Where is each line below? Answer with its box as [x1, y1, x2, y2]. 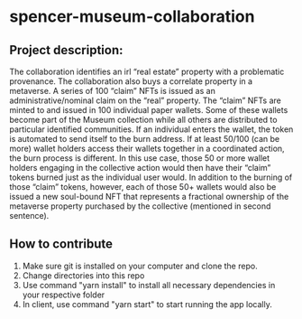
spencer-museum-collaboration [9, 6, 255, 27]
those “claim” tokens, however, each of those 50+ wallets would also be [9, 182, 277, 192]
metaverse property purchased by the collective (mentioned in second [9, 201, 271, 211]
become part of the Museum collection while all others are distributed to [9, 115, 278, 125]
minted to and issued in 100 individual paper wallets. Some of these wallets [9, 105, 288, 115]
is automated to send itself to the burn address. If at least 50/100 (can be [9, 134, 280, 144]
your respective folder [22, 289, 105, 300]
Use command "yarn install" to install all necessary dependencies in [22, 279, 276, 290]
